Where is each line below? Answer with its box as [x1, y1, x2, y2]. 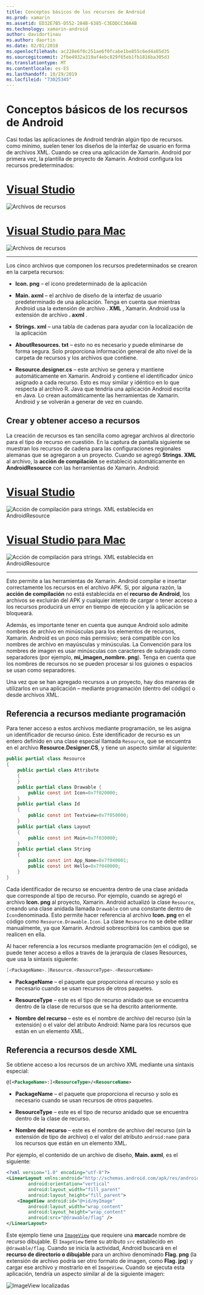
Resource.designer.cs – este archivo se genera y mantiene [15, 366, 165, 373]
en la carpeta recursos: [6, 268, 65, 275]
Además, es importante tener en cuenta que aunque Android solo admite [6, 621, 188, 629]
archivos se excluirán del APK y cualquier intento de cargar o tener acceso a [6, 596, 197, 604]
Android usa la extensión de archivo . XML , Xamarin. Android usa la [15, 304, 185, 312]
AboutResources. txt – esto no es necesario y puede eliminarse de [15, 341, 183, 348]
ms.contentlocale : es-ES [6, 65, 69, 72]
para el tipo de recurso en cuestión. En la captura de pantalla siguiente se [6, 438, 191, 445]
